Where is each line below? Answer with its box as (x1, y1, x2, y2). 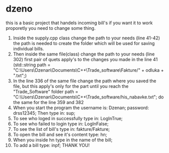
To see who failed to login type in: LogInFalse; (13, 121, 109, 127)
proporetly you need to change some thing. (6, 25, 96, 31)
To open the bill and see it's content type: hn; (13, 131, 107, 137)
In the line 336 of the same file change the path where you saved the (13, 78, 156, 84)
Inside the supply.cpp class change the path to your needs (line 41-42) (13, 35, 160, 41)
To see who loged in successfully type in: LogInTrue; (13, 115, 123, 121)
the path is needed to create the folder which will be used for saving (13, 40, 155, 46)
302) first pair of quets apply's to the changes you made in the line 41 (13, 56, 158, 62)
